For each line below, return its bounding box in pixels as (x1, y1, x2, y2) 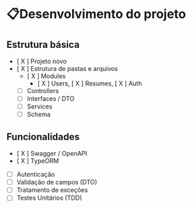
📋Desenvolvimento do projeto (6, 6, 187, 22)
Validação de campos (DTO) (16, 178, 98, 186)
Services (26, 102, 53, 111)
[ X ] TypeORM (16, 157, 60, 165)
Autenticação (16, 170, 55, 179)
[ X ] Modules (26, 72, 67, 80)
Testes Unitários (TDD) (16, 193, 83, 202)
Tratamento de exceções (16, 186, 88, 194)
